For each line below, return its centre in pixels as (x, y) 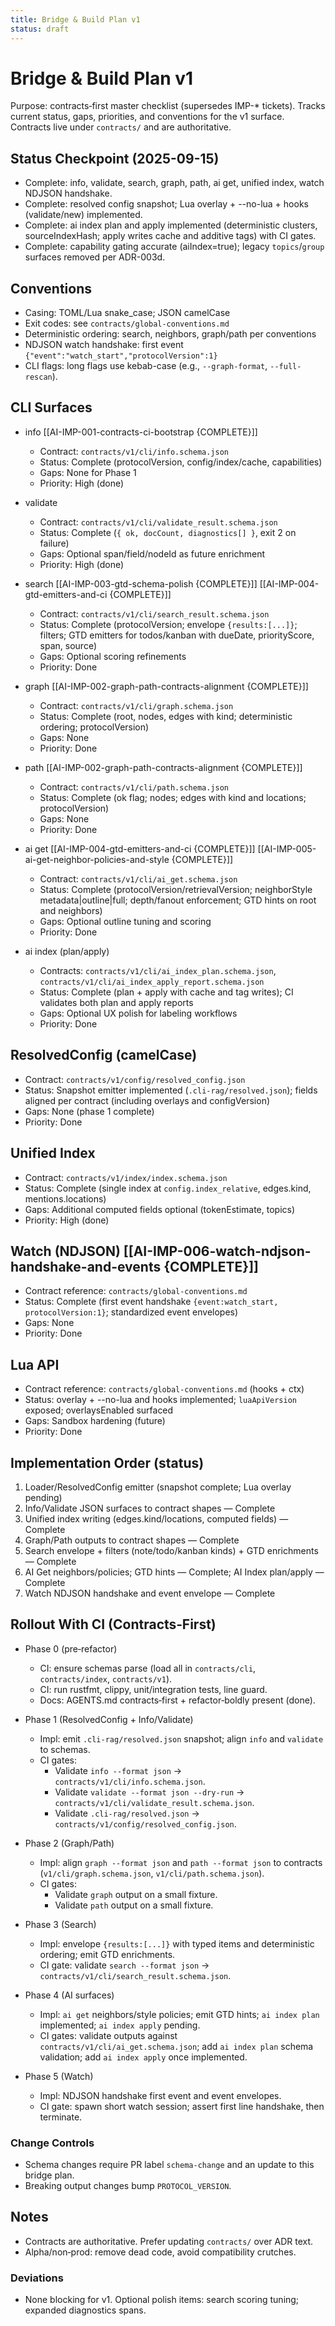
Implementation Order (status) (107, 1462)
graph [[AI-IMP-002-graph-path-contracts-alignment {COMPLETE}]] (166, 686)
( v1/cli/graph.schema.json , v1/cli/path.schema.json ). (152, 1873)
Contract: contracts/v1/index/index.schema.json (126, 1177)
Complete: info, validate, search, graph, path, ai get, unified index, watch (174, 183)
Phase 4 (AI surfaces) (69, 1995)
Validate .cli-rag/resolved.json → (127, 1813)
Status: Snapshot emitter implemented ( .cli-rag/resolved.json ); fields (171, 1090)
